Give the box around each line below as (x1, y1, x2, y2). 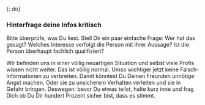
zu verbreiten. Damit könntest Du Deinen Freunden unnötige (42, 72, 195, 80)
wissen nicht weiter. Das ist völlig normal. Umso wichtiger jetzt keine (6, 66, 179, 73)
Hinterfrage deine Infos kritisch (6, 20, 102, 29)
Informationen (6, 72, 42, 80)
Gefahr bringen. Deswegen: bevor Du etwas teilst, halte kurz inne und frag (6, 85, 194, 93)
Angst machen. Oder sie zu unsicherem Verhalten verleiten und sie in (6, 79, 181, 87)
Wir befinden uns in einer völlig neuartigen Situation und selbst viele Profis (6, 60, 195, 67)
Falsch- (180, 66, 199, 73)
